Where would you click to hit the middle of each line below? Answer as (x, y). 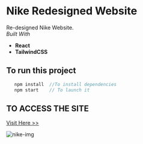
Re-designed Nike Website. (40, 27)
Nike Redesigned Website (72, 11)
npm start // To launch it (52, 90)
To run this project (41, 71)
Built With (18, 33)
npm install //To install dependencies (65, 84)
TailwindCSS (31, 51)
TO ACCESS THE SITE (47, 108)
